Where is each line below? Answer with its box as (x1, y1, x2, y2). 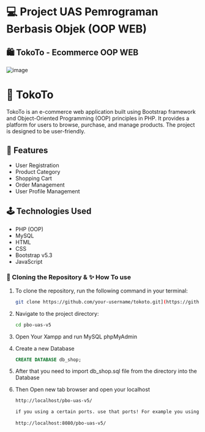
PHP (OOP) (15, 225, 44, 233)
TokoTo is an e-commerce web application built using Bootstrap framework (6, 108, 196, 115)
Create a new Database (15, 344, 75, 352)
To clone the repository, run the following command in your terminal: (15, 287, 188, 294)
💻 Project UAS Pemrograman (6, 5, 158, 19)
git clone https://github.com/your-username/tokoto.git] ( (15, 299, 166, 305)
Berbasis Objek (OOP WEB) (6, 22, 147, 36)
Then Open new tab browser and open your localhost (15, 386, 150, 393)
